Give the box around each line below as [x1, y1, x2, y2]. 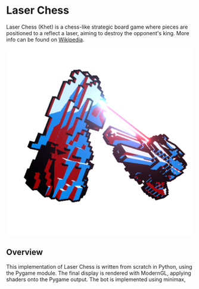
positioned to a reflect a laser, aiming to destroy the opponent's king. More [6, 29, 189, 36]
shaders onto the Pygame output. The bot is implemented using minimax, [6, 275, 186, 283]
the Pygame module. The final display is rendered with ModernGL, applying [6, 269, 192, 276]
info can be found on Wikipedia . [6, 36, 85, 43]
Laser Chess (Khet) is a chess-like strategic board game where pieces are [6, 23, 188, 30]
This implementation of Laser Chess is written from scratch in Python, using [6, 263, 192, 270]
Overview [6, 247, 43, 257]
